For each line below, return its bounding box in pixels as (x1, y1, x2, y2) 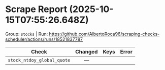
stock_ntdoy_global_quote (8, 57, 71, 63)
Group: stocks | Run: (5, 31, 48, 37)
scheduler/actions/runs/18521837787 (5, 36, 83, 42)
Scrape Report (5, 4, 68, 15)
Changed (75, 48, 98, 55)
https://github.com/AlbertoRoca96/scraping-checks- (49, 31, 160, 37)
